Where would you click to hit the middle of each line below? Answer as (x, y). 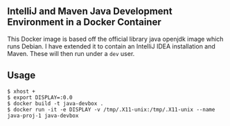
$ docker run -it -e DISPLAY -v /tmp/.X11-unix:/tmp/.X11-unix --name (111, 109)
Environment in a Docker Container (84, 22)
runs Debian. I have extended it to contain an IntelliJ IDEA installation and (112, 46)
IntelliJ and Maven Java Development (90, 11)
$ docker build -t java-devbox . (55, 103)
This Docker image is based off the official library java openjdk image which (115, 39)
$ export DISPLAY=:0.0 (40, 97)
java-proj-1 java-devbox (43, 116)
